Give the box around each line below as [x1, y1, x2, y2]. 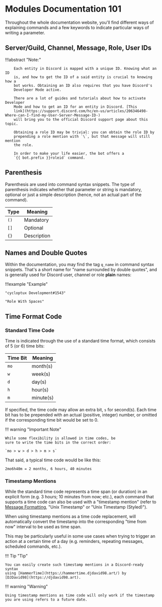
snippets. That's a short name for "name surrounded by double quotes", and [5, 267, 157, 273]
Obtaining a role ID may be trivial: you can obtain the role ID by [14, 130, 155, 134]
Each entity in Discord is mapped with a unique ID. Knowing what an [14, 66, 157, 71]
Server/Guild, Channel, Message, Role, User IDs [5, 44, 152, 52]
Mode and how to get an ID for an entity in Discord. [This [14, 104, 137, 109]
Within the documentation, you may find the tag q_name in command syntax [5, 262, 154, 267]
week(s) [31, 371, 51, 377]
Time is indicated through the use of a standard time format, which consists [5, 338, 156, 344]
